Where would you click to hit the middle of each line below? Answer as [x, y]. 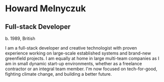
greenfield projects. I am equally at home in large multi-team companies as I [82, 58]
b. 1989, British [20, 38]
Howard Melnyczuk [46, 9]
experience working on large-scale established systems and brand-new [78, 53]
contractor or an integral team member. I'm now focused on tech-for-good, [81, 69]
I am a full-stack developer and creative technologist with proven [71, 48]
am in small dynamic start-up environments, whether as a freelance [74, 64]
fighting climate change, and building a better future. [59, 74]
